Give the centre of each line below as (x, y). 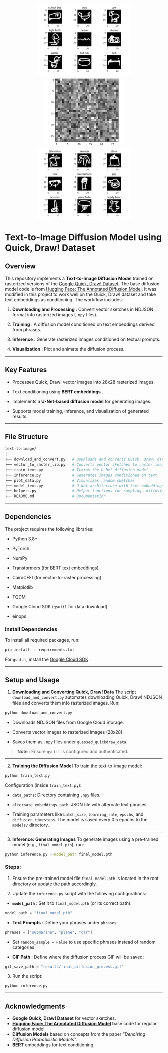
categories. (24, 947)
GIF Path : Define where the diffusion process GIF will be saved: (78, 957)
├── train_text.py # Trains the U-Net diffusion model (77, 470)
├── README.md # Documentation (56, 496)
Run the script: (27, 976)
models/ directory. (31, 825)
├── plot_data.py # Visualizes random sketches (70, 480)
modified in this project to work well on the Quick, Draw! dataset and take (81, 294)
